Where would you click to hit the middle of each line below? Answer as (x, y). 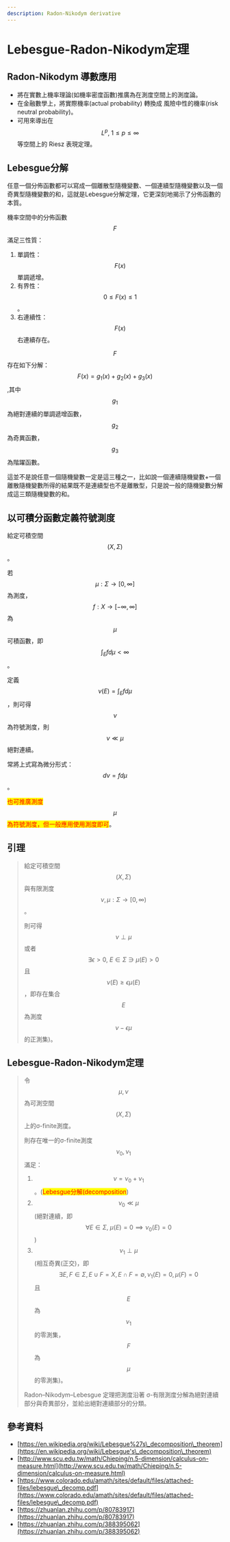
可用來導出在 (35, 120)
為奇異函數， (25, 438)
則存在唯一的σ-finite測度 (58, 1140)
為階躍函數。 (25, 463)
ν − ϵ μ (124, 1027)
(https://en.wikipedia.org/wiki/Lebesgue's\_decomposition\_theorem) (114, 1451)
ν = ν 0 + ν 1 (128, 1179)
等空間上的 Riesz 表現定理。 (56, 144)
